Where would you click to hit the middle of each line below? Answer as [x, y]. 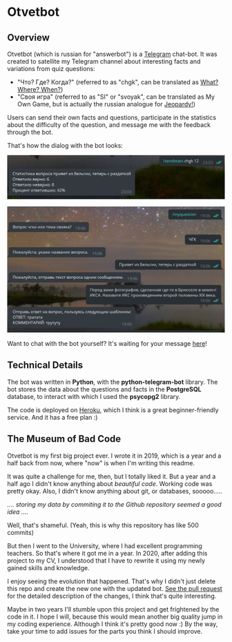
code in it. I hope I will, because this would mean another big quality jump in [115, 616]
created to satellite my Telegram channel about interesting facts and [104, 61]
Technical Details [45, 366]
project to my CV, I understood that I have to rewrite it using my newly [106, 561]
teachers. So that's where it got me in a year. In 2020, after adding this [107, 553]
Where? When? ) [40, 89]
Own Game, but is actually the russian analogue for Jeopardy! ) [106, 104]
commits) [21, 532]
